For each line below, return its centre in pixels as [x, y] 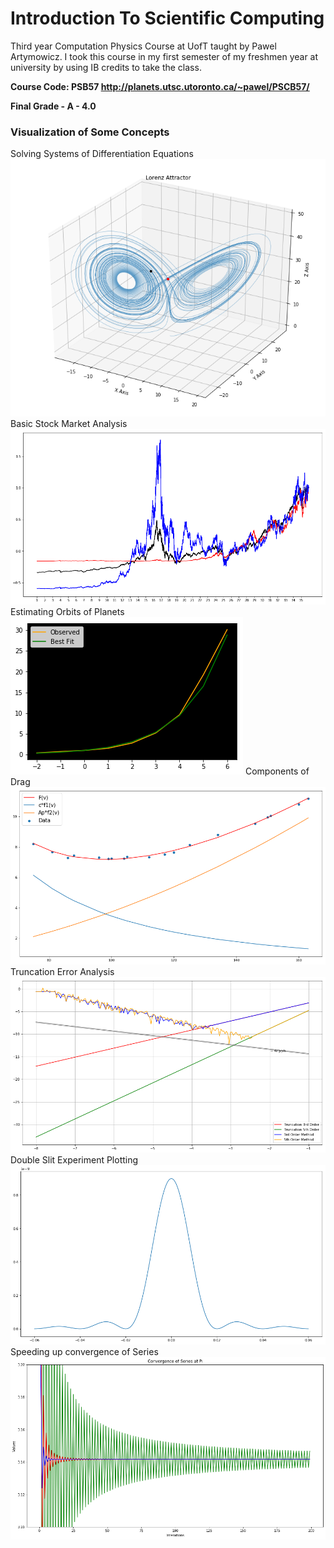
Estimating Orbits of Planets [67, 611]
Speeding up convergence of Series [84, 1351]
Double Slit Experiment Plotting [74, 1160]
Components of [277, 771]
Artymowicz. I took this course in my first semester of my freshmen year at [164, 56]
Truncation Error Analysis [62, 971]
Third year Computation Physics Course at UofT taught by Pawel [143, 46]
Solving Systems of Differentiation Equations [102, 154]
